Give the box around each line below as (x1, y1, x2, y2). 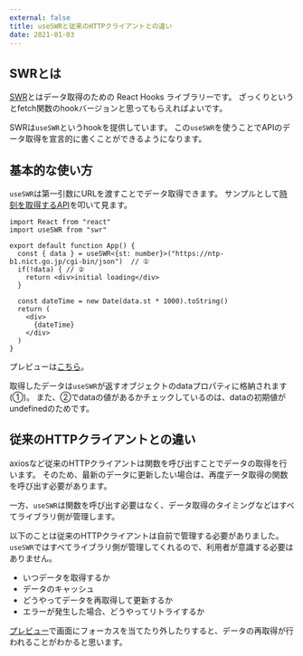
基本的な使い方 (9, 162, 93, 177)
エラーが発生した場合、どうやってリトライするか (22, 605, 205, 616)
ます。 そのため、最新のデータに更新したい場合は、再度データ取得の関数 (16, 469, 289, 480)
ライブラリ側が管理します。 (16, 510, 120, 521)
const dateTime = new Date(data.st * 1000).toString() (17, 297, 229, 306)
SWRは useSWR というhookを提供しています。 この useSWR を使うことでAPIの (9, 122, 283, 133)
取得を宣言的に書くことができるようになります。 (24, 133, 207, 145)
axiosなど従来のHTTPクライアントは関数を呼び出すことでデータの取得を (9, 458, 280, 469)
